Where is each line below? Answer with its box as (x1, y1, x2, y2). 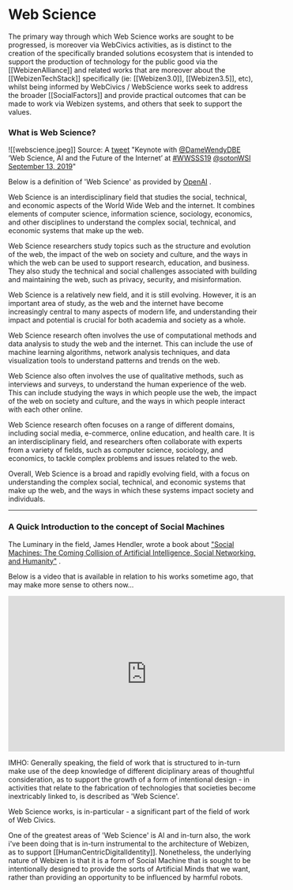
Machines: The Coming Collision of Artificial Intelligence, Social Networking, (8, 548, 256, 557)
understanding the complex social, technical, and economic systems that (8, 477, 246, 487)
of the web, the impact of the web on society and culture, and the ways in (8, 250, 249, 259)
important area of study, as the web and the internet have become (8, 299, 224, 308)
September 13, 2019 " (8, 162, 77, 172)
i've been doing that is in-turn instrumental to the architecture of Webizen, (8, 839, 250, 848)
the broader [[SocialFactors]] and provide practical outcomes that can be (8, 90, 246, 100)
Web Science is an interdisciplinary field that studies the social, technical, (8, 192, 247, 202)
